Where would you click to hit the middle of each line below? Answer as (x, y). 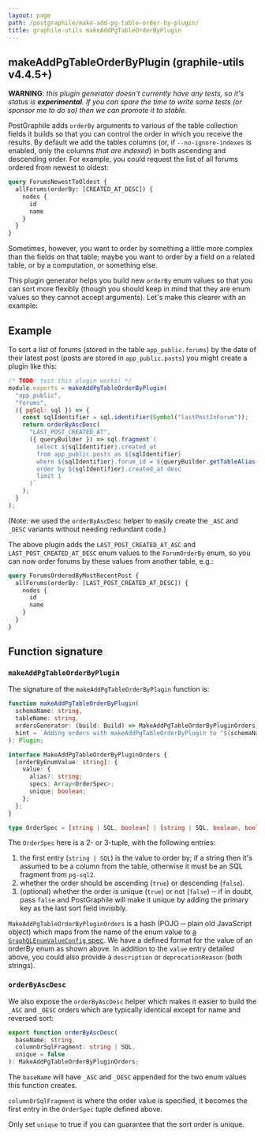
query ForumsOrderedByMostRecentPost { (74, 576)
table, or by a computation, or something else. (83, 265)
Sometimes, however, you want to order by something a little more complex (131, 249)
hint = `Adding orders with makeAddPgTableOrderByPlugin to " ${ (123, 733)
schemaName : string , (49, 711)
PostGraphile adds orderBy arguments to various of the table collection (123, 126)
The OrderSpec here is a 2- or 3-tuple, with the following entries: (112, 842)
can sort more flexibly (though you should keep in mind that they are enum (129, 289)
